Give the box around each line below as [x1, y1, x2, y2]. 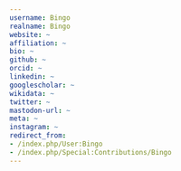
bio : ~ [9, 47, 34, 56]
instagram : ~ [9, 123, 59, 132]
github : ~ [9, 55, 47, 64]
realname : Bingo [9, 22, 71, 31]
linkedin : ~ [9, 72, 54, 81]
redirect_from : [9, 131, 67, 140]
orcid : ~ [9, 64, 43, 73]
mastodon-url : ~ [9, 106, 71, 115]
